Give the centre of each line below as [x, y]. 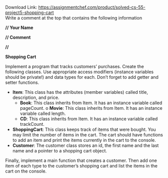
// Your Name [19, 28]
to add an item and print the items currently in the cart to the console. [84, 140]
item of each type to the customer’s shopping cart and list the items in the [81, 166]
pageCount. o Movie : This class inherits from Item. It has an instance [91, 108]
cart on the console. [26, 171]
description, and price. [36, 98]
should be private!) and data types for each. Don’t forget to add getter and [82, 77]
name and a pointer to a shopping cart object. [60, 151]
